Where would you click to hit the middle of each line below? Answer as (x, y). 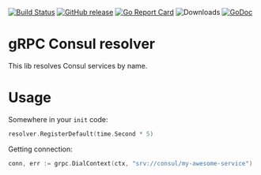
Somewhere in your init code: (58, 119)
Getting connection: (40, 149)
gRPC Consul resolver (82, 44)
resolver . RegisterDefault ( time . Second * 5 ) (81, 134)
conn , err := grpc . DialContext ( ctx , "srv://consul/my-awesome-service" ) (130, 163)
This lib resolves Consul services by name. (78, 65)
